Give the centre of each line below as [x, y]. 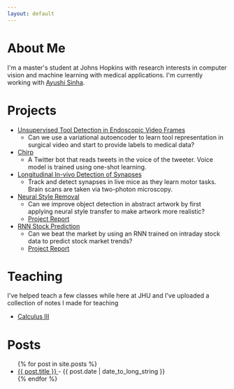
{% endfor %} [37, 379]
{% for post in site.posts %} [57, 364]
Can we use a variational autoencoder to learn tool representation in [125, 137]
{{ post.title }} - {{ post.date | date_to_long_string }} [91, 372]
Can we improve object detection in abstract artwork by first [114, 204]
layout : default [31, 14]
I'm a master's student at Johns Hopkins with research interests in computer [117, 68]
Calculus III [33, 316]
